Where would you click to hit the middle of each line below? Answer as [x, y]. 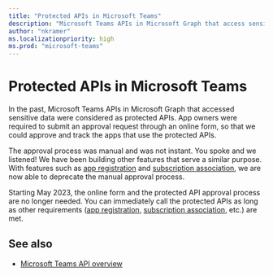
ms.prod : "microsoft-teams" [56, 46]
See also [30, 244]
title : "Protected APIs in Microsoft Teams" [85, 16]
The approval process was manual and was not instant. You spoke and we [132, 151]
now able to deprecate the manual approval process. [97, 177]
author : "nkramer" [39, 31]
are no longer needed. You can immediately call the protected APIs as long [133, 201]
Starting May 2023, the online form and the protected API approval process [134, 193]
